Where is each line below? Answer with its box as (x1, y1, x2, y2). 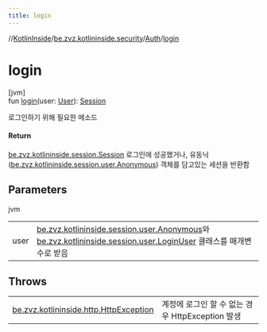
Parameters (8, 183, 68, 197)
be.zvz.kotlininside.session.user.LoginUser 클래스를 (37, 235, 228, 246)
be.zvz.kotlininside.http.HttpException (12, 304, 154, 315)
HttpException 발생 (170, 311, 242, 322)
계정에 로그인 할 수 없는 (161, 299, 244, 310)
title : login (8, 11, 52, 20)
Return (8, 131, 32, 141)
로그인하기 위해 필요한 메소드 (8, 112, 98, 122)
